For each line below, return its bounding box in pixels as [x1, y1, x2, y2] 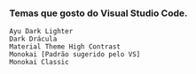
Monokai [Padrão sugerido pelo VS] [9, 50, 141, 59]
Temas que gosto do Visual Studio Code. [9, 7, 188, 19]
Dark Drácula [9, 34, 58, 44]
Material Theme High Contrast [9, 42, 122, 51]
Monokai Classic [9, 58, 69, 67]
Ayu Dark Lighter [9, 27, 74, 36]
